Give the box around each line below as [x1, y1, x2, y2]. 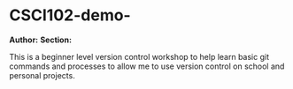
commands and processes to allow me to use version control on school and [9, 61, 285, 71]
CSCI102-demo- [9, 5, 131, 26]
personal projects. [9, 70, 75, 80]
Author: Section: [9, 34, 73, 45]
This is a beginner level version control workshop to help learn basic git [9, 51, 270, 62]
